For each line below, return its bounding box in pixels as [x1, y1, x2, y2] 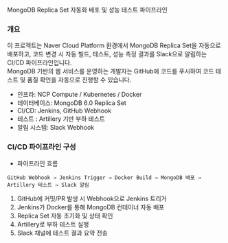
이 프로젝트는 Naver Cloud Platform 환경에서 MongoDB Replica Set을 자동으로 [7, 41, 221, 49]
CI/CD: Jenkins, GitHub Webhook [16, 106, 112, 115]
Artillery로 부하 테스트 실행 [16, 220, 89, 228]
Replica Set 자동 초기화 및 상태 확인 [16, 211, 113, 220]
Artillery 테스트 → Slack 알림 [7, 181, 89, 188]
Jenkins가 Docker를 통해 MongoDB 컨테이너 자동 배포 [16, 202, 165, 211]
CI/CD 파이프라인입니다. [7, 58, 72, 67]
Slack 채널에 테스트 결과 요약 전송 [16, 229, 108, 237]
